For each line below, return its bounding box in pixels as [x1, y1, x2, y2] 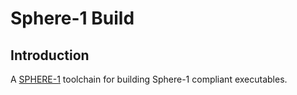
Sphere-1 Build [10, 7, 135, 30]
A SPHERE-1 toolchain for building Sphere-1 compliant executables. [10, 73, 288, 85]
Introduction [10, 47, 90, 64]
